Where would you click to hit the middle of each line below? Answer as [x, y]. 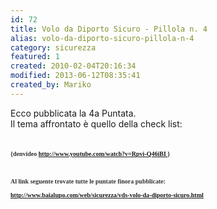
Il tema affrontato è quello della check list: [96, 123]
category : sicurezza [53, 47]
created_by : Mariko [51, 85]
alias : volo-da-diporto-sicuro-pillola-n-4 [102, 38]
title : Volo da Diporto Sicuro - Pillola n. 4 [109, 29]
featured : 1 [35, 57]
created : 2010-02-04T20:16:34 [73, 66]
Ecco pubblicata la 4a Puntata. [73, 113]
